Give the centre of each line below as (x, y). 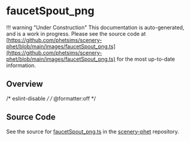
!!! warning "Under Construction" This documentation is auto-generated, (95, 27)
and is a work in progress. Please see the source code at (76, 33)
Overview (25, 84)
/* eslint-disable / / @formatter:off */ (51, 98)
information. (21, 65)
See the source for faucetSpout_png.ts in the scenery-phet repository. (93, 131)
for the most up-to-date (146, 59)
